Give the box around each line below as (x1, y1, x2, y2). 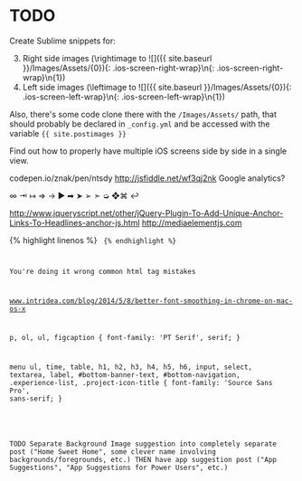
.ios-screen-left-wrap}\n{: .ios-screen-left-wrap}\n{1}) (22, 91, 226, 102)
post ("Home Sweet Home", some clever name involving (9, 447, 217, 457)
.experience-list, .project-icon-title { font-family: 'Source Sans (9, 379, 273, 388)
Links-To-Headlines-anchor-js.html (9, 217, 140, 228)
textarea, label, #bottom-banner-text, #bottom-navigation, (9, 371, 241, 380)
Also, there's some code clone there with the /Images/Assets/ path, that (9, 108, 278, 119)
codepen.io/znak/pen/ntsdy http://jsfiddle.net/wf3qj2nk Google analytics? (9, 173, 286, 184)
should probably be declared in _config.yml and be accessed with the (9, 118, 270, 129)
